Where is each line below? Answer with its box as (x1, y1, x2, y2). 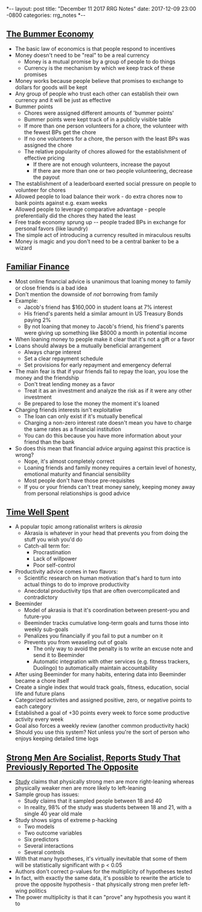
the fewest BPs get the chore (24, 128, 96, 135)
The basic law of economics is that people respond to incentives (14, 45, 176, 52)
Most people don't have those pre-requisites (24, 477, 135, 484)
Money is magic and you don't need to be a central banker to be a (14, 238, 179, 245)
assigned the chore (24, 141, 72, 149)
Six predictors (24, 836, 59, 843)
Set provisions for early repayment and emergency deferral (24, 361, 172, 368)
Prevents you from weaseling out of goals (24, 639, 128, 646)
